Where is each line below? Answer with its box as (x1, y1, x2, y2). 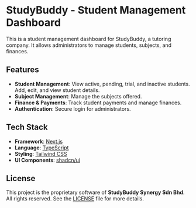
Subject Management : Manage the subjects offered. (14, 93, 142, 100)
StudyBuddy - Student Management (6, 4, 186, 17)
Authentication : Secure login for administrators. (14, 105, 131, 112)
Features (6, 65, 39, 75)
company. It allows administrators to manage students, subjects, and (6, 42, 171, 49)
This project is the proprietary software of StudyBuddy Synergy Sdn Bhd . (6, 189, 185, 196)
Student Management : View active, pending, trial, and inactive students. (14, 80, 190, 87)
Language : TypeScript (14, 144, 69, 151)
